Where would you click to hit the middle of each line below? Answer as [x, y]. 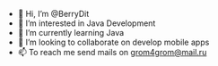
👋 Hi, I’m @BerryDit [53, 14]
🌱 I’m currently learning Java [71, 33]
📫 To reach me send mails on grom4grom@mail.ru [112, 52]
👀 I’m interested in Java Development [87, 23]
